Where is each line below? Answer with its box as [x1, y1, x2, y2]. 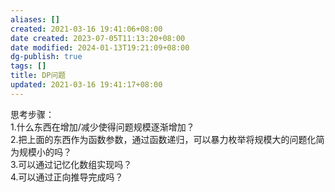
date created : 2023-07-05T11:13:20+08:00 [10, 33, 186, 43]
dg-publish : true [10, 52, 83, 62]
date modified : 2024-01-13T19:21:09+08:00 [10, 42, 190, 53]
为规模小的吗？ [10, 146, 72, 158]
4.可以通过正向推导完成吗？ [10, 171, 124, 183]
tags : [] [10, 61, 47, 71]
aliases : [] [10, 14, 60, 25]
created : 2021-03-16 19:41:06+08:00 [10, 24, 163, 34]
